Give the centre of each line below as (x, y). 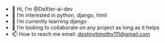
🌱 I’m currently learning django (49, 21)
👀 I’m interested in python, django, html (59, 15)
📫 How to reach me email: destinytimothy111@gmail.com (81, 34)
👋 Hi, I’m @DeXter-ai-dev (42, 9)
